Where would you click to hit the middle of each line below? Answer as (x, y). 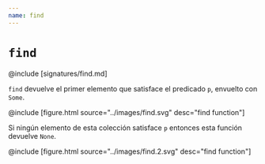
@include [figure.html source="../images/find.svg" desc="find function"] (127, 112)
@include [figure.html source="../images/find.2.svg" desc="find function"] (130, 151)
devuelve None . (32, 136)
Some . (17, 97)
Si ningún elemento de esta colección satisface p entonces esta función (125, 128)
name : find (26, 15)
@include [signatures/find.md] (58, 73)
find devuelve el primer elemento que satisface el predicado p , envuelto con (133, 88)
